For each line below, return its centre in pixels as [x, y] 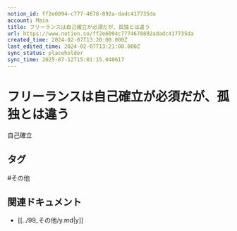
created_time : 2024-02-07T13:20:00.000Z [68, 40]
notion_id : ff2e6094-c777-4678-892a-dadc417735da [82, 14]
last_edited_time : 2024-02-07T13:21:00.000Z [74, 46]
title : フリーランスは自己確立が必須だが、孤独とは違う [79, 27]
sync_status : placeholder [45, 54]
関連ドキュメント [44, 202]
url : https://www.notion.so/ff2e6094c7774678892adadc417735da [101, 33]
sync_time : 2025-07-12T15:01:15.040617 [66, 60]
